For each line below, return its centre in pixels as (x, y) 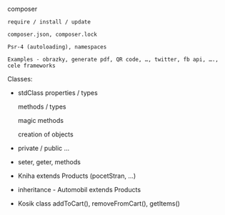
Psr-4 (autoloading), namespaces (57, 47)
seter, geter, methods (49, 162)
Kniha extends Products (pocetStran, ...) (77, 176)
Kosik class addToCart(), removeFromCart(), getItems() (99, 204)
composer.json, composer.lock (52, 34)
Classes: (20, 79)
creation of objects (45, 134)
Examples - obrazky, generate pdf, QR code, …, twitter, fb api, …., (113, 59)
